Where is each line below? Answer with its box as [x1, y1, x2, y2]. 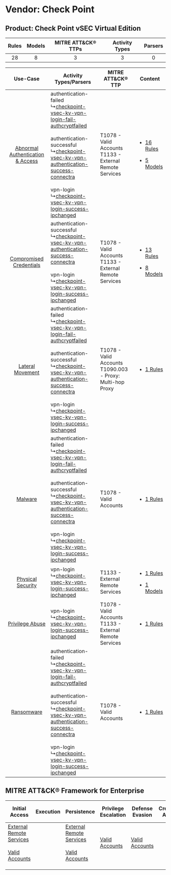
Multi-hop [100, 378, 125, 386]
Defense [131, 804, 153, 812]
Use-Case [14, 75, 40, 82]
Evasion [132, 811, 153, 818]
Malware [16, 496, 37, 502]
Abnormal [15, 145, 39, 151]
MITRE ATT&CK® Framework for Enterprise [5, 787, 145, 795]
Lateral [18, 363, 35, 369]
